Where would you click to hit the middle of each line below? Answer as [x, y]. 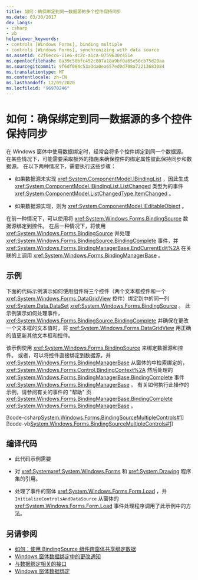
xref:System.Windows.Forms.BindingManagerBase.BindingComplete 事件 [95, 377]
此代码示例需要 [33, 459]
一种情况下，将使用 [82, 226]
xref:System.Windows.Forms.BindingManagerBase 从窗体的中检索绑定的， [97, 362]
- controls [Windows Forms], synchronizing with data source [83, 50]
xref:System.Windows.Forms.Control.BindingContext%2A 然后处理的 [90, 370]
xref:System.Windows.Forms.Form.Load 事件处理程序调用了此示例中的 [100, 506]
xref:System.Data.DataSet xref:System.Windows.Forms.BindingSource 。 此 [98, 306]
